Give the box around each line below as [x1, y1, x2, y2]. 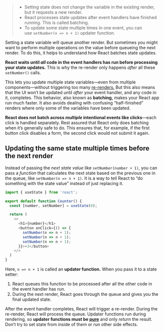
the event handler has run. [12, 286, 66, 292]
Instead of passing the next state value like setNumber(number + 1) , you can [5, 165, 158, 170]
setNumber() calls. [5, 70, 41, 75]
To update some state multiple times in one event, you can [24, 25, 142, 31]
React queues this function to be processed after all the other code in [12, 281, 153, 287]
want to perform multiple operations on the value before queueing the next [5, 45, 156, 50]
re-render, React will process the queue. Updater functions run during [5, 311, 146, 317]
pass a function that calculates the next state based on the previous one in [5, 170, 156, 176]
